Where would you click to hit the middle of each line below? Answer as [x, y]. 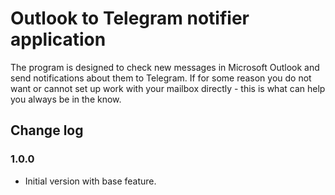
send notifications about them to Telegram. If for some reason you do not [161, 78]
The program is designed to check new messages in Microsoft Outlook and [165, 67]
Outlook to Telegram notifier [130, 18]
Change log [47, 130]
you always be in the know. [66, 99]
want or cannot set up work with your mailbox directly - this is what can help [168, 88]
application [58, 39]
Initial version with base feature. [90, 181]
